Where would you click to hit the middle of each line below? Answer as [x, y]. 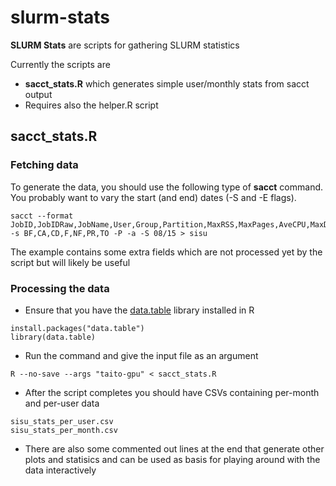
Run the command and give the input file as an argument [141, 355]
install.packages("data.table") [77, 328]
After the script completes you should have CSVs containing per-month [172, 392]
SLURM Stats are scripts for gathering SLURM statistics [125, 45]
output [38, 94]
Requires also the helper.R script [91, 105]
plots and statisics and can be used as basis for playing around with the [172, 459]
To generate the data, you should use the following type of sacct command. [167, 187]
